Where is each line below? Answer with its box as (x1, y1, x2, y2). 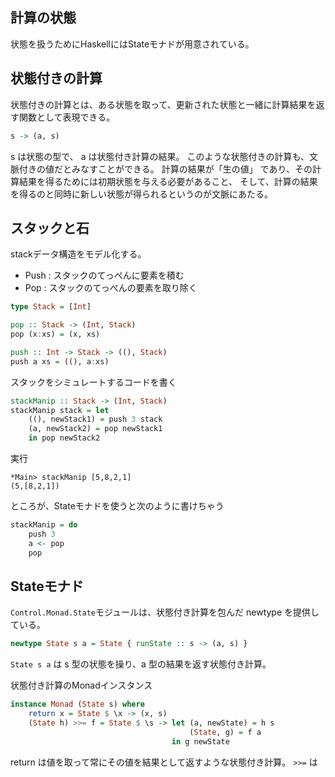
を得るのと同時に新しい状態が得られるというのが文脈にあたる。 (10, 188, 273, 200)
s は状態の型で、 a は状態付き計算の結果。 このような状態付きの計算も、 (10, 150, 310, 162)
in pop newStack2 (28, 433, 101, 443)
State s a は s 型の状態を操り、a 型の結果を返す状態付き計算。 (10, 658, 272, 670)
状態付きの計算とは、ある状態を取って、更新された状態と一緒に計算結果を (10, 98, 317, 110)
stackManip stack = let (10, 405, 110, 415)
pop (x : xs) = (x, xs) (10, 329, 101, 340)
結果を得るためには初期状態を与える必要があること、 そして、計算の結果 (18, 175, 318, 187)
